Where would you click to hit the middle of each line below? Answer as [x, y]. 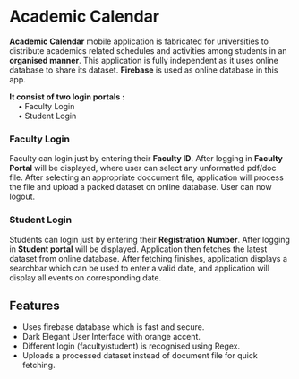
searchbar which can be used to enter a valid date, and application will [140, 268]
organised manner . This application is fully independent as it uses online [144, 60]
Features [34, 305]
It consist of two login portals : [67, 97]
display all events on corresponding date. [85, 277]
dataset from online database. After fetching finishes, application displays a [149, 258]
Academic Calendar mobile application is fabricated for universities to [139, 41]
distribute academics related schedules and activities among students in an [149, 50]
